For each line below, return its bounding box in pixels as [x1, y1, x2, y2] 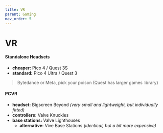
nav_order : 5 [5, 16, 32, 21]
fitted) [12, 106, 25, 113]
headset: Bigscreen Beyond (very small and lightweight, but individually [12, 102, 158, 107]
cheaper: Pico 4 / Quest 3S [12, 65, 68, 71]
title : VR [5, 7, 25, 12]
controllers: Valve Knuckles [12, 112, 69, 118]
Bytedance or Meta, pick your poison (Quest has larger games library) [17, 80, 158, 85]
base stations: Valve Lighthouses [12, 117, 80, 123]
